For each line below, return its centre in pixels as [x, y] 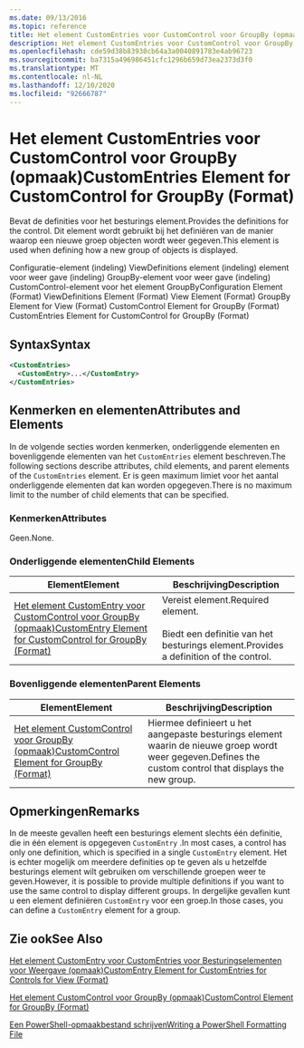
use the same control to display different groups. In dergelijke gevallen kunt [150, 891]
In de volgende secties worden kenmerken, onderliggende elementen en [145, 446]
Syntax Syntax [50, 344]
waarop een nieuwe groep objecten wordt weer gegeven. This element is [144, 240]
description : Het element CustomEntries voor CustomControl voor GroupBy [152, 43]
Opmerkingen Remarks [75, 811]
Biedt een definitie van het [217, 634]
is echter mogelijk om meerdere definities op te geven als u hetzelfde [138, 862]
